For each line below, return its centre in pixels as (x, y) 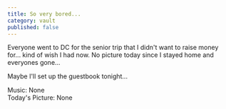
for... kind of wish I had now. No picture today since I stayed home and (111, 55)
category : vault (31, 21)
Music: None (26, 90)
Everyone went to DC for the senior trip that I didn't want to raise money (113, 48)
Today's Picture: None (40, 98)
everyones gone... (34, 63)
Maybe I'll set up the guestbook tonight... (68, 76)
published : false (33, 27)
